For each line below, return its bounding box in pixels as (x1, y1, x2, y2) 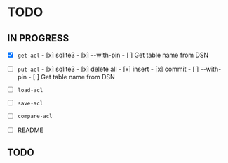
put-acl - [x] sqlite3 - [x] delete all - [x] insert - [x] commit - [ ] (17, 65, 199, 74)
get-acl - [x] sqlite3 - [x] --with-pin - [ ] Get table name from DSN (17, 51, 209, 59)
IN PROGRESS (7, 32, 69, 44)
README (17, 126, 44, 134)
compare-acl (17, 113, 53, 120)
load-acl (17, 86, 43, 93)
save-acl (17, 100, 43, 107)
